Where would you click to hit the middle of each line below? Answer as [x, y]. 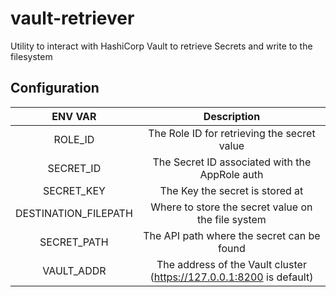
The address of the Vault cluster [231, 264]
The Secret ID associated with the [232, 162]
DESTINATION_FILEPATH [74, 213]
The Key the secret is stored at [231, 190]
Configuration [55, 88]
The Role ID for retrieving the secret [232, 133]
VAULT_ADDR [74, 270]
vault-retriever [72, 18]
